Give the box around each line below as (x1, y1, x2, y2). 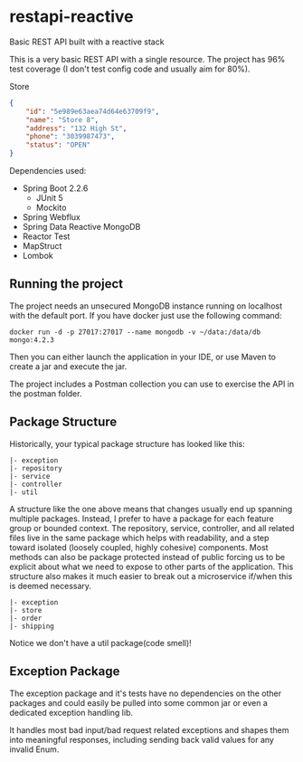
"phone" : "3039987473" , (25, 132, 116, 141)
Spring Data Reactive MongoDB (22, 222, 141, 233)
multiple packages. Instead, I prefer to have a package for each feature (9, 513, 274, 524)
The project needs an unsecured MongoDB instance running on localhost (9, 300, 283, 311)
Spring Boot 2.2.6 (22, 183, 89, 194)
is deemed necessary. (9, 580, 92, 591)
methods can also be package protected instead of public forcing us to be (9, 551, 286, 562)
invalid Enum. (9, 744, 60, 755)
